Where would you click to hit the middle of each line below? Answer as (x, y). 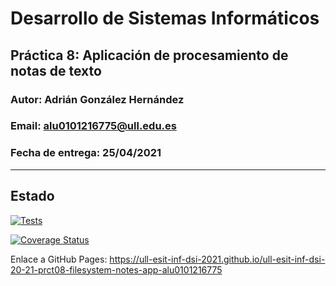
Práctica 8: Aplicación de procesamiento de (149, 55)
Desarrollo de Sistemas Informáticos (165, 18)
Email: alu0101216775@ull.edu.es (93, 126)
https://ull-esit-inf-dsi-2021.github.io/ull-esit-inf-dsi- (217, 259)
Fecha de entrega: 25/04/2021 (86, 153)
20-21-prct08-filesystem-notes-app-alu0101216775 (116, 269)
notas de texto (56, 70)
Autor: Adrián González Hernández (97, 99)
